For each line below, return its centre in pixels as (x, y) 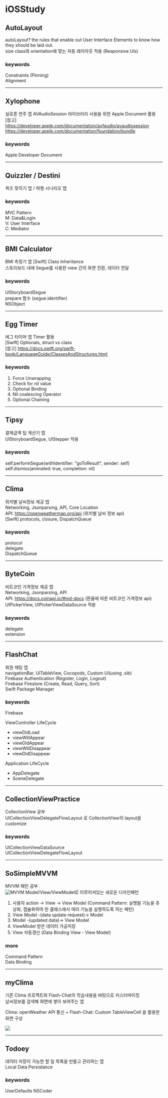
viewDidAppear (28, 743)
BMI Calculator (29, 249)
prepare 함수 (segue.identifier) (36, 298)
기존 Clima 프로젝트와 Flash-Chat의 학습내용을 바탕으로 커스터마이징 (72, 995)
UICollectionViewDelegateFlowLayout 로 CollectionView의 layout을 (73, 818)
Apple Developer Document (34, 155)
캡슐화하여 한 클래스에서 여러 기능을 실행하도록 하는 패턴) (79, 909)
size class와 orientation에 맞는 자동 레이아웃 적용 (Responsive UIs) (72, 51)
